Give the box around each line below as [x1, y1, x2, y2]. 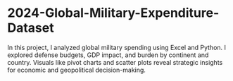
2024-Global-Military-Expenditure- [7, 5, 220, 21]
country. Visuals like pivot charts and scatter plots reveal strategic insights [7, 58, 223, 66]
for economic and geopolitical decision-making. [7, 66, 146, 74]
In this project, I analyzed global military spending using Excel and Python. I [7, 43, 227, 51]
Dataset [7, 20, 54, 36]
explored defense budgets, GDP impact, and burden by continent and [7, 51, 209, 59]
